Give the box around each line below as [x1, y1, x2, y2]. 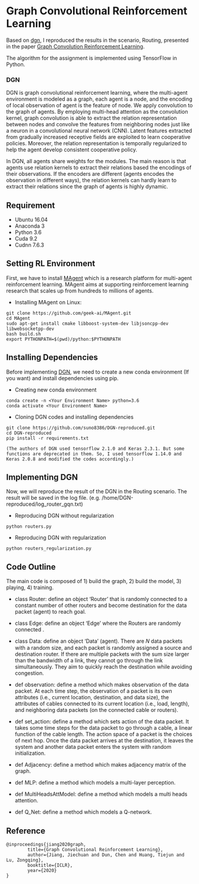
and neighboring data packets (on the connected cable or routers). [14, 706, 178, 714]
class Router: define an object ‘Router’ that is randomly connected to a [14, 596, 188, 603]
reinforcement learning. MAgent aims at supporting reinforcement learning [6, 281, 189, 288]
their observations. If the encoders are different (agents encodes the [6, 170, 174, 178]
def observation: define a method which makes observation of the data [14, 681, 189, 689]
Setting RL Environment [6, 259, 96, 269]
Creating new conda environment [14, 386, 97, 393]
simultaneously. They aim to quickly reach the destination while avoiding [14, 663, 192, 671]
